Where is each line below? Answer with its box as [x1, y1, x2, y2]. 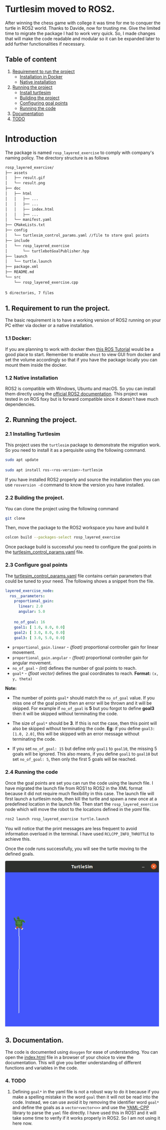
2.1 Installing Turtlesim [5, 430, 61, 437]
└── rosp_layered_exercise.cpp [14, 280, 79, 285]
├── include [5, 238, 30, 243]
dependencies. [5, 401, 36, 407]
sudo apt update [5, 457, 39, 462]
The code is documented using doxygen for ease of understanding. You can [5, 1049, 158, 1055]
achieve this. [5, 836, 31, 842]
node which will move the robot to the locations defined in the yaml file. [5, 806, 151, 812]
